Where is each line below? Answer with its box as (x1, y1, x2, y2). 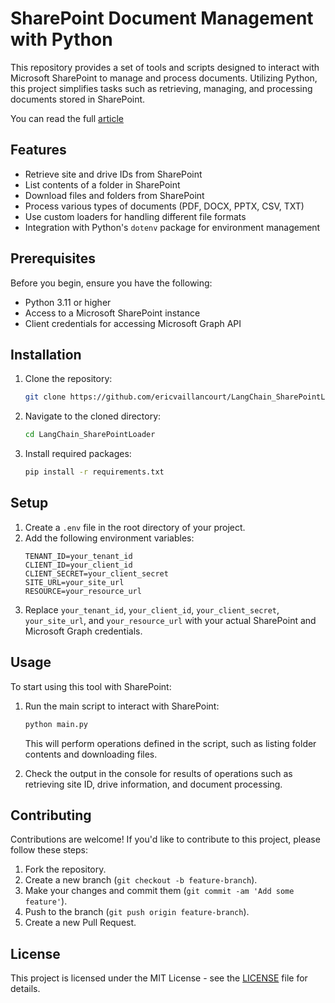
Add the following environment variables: (24, 532, 195, 544)
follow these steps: (10, 844, 88, 856)
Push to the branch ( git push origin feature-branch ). (24, 906, 250, 918)
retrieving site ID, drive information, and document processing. (24, 778, 283, 790)
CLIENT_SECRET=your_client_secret (24, 568, 169, 579)
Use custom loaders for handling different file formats (24, 210, 247, 222)
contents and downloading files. (24, 748, 158, 760)
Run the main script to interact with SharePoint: (24, 700, 220, 712)
